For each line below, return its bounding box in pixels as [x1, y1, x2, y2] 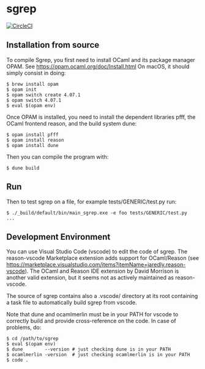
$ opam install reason [6, 137, 64, 143]
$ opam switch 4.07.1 [6, 97, 62, 103]
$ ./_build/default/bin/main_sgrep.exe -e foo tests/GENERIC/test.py [6, 210, 188, 216]
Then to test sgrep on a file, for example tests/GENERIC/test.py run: [6, 198, 177, 205]
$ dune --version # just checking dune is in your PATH [6, 346, 171, 352]
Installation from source [6, 40, 100, 50]
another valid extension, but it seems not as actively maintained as [6, 274, 174, 281]
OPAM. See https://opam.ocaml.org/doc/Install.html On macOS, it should [6, 63, 190, 70]
